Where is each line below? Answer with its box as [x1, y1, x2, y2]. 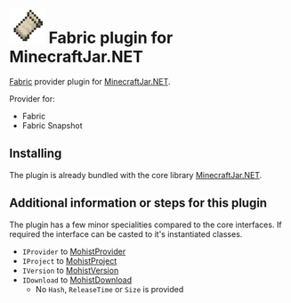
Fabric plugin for [48, 28, 174, 48]
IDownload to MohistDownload [21, 274, 132, 285]
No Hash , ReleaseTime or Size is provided [35, 283, 184, 294]
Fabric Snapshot [21, 119, 83, 131]
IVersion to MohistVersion [21, 265, 119, 275]
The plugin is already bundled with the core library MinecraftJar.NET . [9, 169, 263, 180]
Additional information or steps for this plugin [9, 195, 268, 211]
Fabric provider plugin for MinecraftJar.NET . [9, 76, 171, 86]
